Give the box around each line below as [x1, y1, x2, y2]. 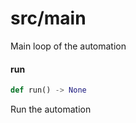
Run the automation [10, 103, 92, 116]
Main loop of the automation [10, 40, 127, 52]
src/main [10, 7, 87, 30]
